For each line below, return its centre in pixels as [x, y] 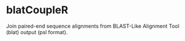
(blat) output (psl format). [37, 32]
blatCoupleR [37, 10]
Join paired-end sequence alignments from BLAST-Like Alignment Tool [93, 26]
